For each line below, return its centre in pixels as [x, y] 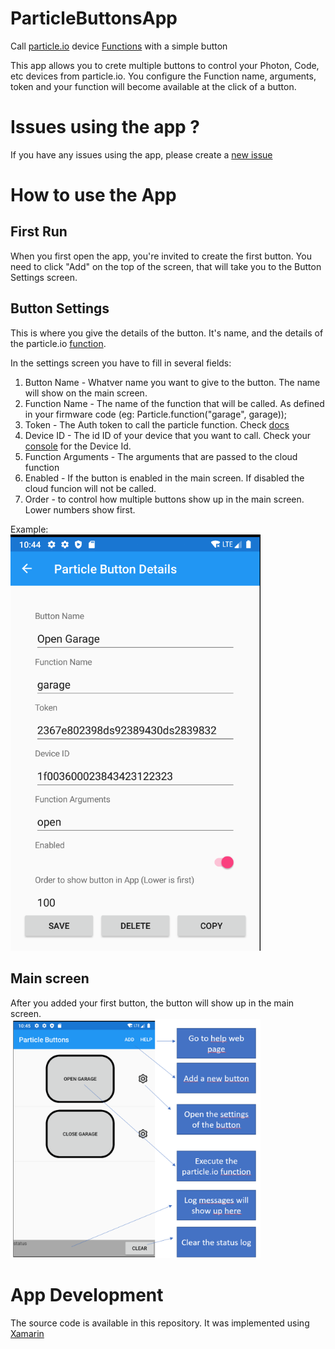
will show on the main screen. [86, 393]
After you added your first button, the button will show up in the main [152, 1003]
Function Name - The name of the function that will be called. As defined [174, 403]
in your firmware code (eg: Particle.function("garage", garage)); [156, 414]
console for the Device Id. [78, 446]
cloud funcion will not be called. [90, 488]
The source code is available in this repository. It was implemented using [160, 1323]
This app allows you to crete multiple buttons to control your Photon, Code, [165, 65]
